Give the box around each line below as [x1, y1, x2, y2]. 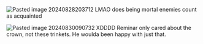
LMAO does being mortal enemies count [94, 6, 197, 13]
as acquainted [6, 12, 42, 20]
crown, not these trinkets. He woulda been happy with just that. [6, 31, 167, 38]
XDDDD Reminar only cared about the [96, 24, 192, 31]
